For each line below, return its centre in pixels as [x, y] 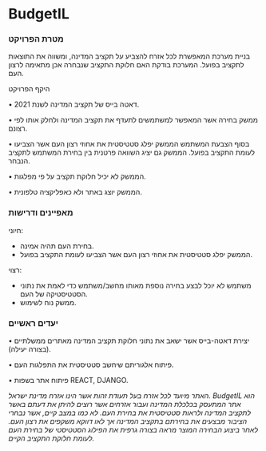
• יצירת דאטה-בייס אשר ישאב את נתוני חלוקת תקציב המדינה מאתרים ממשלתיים [129, 340]
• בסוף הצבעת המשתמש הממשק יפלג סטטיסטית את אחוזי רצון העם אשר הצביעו [129, 144]
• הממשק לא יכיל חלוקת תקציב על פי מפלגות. [77, 176]
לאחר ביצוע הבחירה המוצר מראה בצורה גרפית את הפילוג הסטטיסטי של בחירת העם [133, 430]
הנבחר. [19, 161]
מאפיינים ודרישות [41, 213]
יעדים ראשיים [33, 323]
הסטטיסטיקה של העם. [54, 294]
